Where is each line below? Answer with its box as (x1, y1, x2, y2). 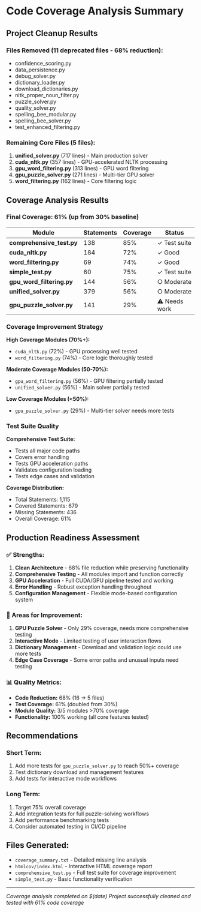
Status (165, 228, 184, 236)
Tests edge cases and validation (14, 473, 95, 480)
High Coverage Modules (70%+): (6, 336, 90, 343)
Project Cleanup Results (6, 28, 98, 38)
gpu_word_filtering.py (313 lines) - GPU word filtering (14, 165, 149, 172)
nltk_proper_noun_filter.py (14, 91, 80, 98)
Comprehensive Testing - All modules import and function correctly (14, 571, 184, 578)
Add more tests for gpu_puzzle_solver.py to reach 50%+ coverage (14, 762, 179, 769)
